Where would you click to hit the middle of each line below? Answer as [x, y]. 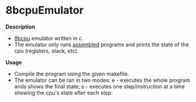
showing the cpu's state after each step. [64, 93]
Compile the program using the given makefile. [71, 74]
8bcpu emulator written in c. [49, 38]
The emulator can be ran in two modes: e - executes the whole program [102, 80]
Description [20, 27]
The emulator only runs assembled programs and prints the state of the [102, 44]
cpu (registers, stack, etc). [46, 50]
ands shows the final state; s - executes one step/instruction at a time [99, 86]
